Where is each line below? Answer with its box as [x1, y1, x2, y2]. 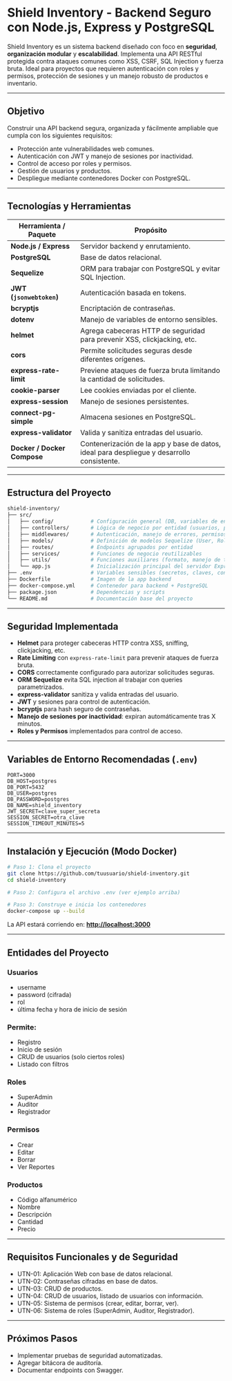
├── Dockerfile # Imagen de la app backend [7, 576, 171, 583]
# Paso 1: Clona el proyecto [7, 863, 91, 871]
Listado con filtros [17, 1060, 69, 1068]
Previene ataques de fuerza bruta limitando [80, 365, 220, 375]
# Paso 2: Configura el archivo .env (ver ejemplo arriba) [7, 889, 181, 896]
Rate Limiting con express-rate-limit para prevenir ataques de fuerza [17, 654, 219, 662]
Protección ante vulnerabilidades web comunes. [17, 144, 155, 153]
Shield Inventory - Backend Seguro [7, 5, 212, 21]
